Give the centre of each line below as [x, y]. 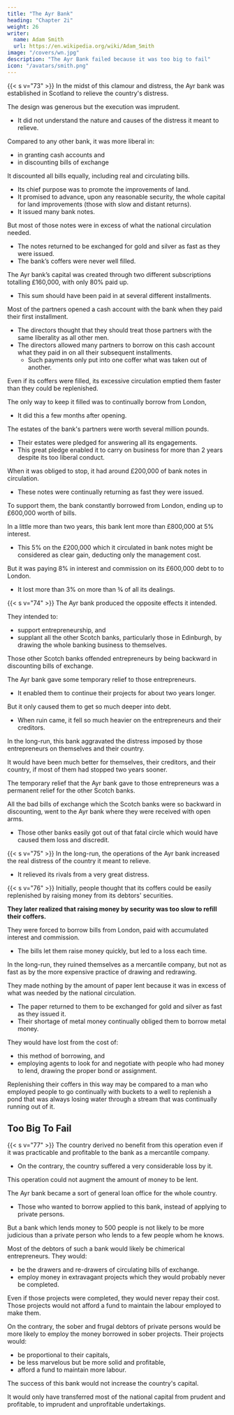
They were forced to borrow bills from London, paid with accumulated [108, 930]
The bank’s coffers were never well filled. [76, 261]
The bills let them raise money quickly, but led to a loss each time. [112, 951]
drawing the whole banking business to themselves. [92, 645]
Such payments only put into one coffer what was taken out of [117, 360]
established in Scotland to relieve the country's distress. [88, 93]
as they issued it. [42, 1014]
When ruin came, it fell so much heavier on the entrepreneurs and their [119, 720]
